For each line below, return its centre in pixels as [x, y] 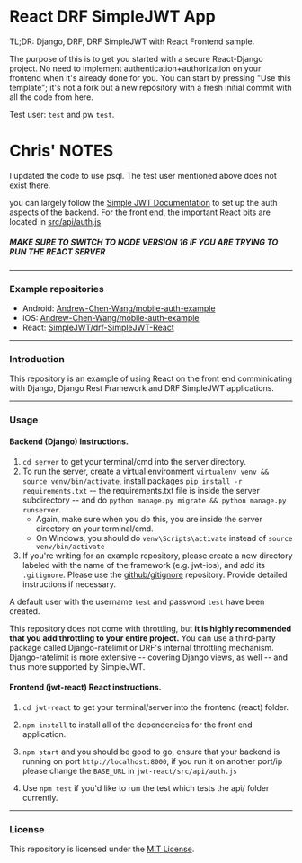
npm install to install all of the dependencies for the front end [137, 725]
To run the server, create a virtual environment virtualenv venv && [146, 471]
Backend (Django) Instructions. [69, 441]
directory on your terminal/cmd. [95, 529]
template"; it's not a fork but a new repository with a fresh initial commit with [151, 87]
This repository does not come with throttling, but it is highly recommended [151, 628]
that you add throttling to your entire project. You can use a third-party [142, 638]
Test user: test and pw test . [62, 114]
